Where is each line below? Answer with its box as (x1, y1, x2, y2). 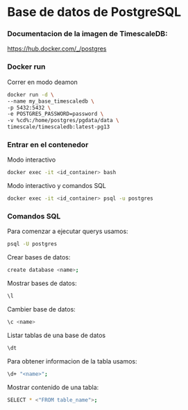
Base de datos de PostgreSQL (7, 4, 182, 20)
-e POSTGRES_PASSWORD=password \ (7, 110, 104, 118)
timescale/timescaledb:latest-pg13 (7, 123, 110, 130)
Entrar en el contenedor (7, 139, 89, 149)
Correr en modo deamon (7, 78, 78, 86)
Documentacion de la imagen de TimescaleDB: (7, 29, 168, 39)
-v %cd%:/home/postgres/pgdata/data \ (7, 117, 119, 124)
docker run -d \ (7, 91, 54, 98)
